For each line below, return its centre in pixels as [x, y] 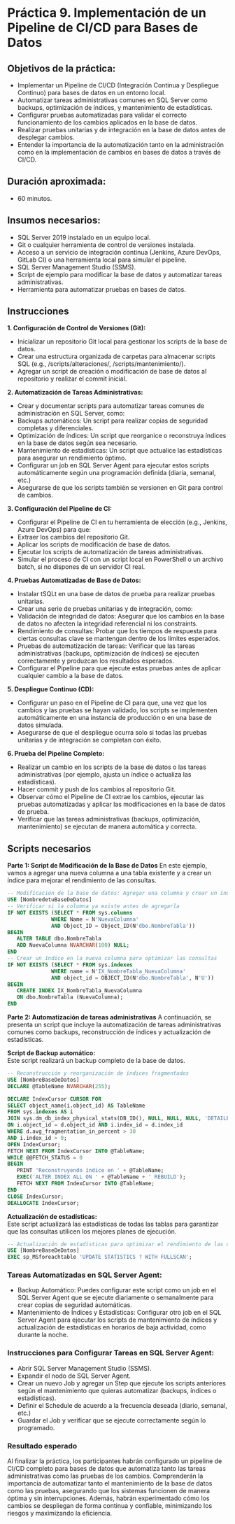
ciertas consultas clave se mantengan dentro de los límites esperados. [119, 639]
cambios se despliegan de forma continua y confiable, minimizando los [110, 1506]
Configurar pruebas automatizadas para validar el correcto [102, 115]
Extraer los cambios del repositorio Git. [73, 537]
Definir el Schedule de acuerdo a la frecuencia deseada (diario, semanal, [122, 1405]
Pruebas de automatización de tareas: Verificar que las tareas [106, 646]
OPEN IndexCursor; [34, 1144]
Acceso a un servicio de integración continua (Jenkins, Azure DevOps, [119, 252]
